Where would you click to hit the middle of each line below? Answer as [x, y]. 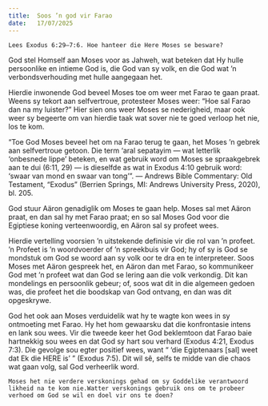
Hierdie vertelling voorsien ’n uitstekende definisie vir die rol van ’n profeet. [132, 241]
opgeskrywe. [30, 300]
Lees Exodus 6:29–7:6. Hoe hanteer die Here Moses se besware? [116, 45]
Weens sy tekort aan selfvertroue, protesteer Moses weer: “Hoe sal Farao [129, 101]
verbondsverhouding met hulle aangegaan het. [86, 77]
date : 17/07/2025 [41, 23]
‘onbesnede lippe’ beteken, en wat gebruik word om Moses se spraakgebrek [134, 159]
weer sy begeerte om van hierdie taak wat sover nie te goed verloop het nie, [134, 117]
